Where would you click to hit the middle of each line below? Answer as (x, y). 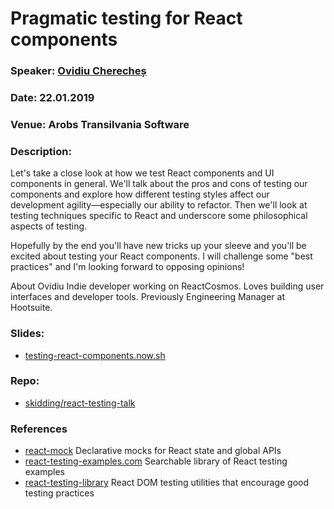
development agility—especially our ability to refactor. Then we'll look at (159, 205)
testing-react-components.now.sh (95, 355)
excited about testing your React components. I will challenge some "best (161, 256)
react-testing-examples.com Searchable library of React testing (156, 461)
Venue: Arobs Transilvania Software (100, 124)
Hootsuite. (31, 308)
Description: (41, 151)
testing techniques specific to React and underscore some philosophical (159, 216)
